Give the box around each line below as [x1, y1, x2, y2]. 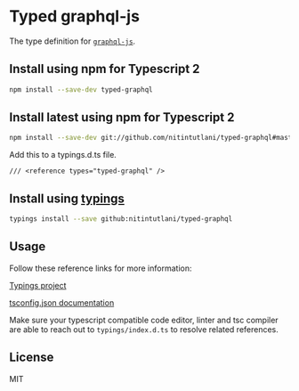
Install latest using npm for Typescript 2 [9, 110, 235, 126]
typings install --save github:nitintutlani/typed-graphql [9, 215, 233, 224]
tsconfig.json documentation [9, 297, 115, 308]
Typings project [9, 280, 67, 290]
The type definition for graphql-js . [9, 36, 136, 46]
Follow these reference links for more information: [9, 263, 192, 273]
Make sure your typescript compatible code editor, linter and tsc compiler [9, 314, 279, 325]
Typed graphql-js [9, 6, 141, 27]
